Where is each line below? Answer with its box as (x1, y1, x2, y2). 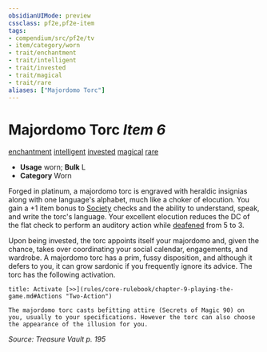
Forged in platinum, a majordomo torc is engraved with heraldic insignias (8, 186, 248, 196)
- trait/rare (8, 78, 52, 86)
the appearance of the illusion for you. (8, 321, 149, 329)
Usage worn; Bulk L (19, 162, 86, 172)
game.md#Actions (8, 293, 62, 301)
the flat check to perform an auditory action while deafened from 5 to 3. (8, 221, 245, 230)
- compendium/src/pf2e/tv (8, 34, 94, 42)
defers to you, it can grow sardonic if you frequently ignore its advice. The (8, 262, 253, 271)
